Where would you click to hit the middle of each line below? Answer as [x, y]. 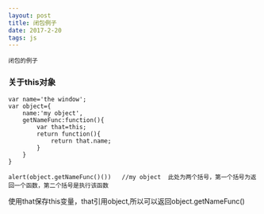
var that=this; [62, 127]
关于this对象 [32, 82]
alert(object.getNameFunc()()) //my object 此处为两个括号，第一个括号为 [130, 177]
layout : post [30, 15]
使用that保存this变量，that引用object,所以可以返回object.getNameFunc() [127, 201]
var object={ [30, 106]
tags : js [23, 38]
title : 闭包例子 [33, 23]
